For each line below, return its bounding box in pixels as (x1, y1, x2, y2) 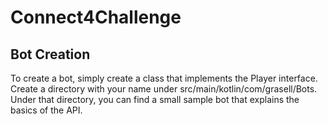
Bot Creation (10, 46, 91, 63)
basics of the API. (10, 104, 83, 116)
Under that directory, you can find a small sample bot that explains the (10, 94, 300, 105)
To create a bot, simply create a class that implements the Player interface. (10, 72, 318, 84)
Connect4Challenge (10, 6, 182, 29)
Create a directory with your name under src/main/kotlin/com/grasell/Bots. (10, 83, 318, 95)
